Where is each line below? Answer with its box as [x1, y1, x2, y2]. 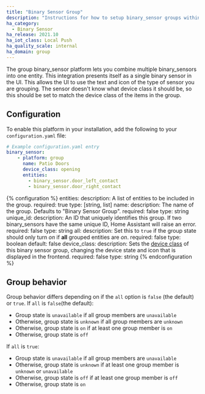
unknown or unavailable [15, 368, 73, 375]
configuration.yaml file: [6, 132, 67, 139]
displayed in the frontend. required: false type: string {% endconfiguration [6, 253, 192, 260]
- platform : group [17, 155, 64, 161]
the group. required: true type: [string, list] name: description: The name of [6, 201, 194, 208]
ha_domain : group [6, 49, 51, 55]
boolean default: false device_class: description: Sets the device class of [6, 239, 189, 247]
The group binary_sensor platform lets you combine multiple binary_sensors [6, 65, 197, 73]
